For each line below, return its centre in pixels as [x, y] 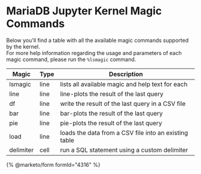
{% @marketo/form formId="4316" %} [53, 164]
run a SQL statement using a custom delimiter [124, 149]
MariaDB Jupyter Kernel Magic [84, 11]
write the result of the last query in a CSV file [123, 103]
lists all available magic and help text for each [124, 84]
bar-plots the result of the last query [112, 113]
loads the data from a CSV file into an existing [124, 133]
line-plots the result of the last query [112, 94]
